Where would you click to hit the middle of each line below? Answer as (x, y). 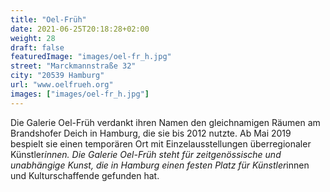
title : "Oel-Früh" (48, 19)
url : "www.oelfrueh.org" (62, 85)
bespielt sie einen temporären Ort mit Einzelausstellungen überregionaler (161, 143)
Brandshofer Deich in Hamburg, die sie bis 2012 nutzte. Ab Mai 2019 (151, 133)
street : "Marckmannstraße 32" (73, 66)
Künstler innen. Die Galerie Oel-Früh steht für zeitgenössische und (146, 154)
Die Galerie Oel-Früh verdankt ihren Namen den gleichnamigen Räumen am (165, 122)
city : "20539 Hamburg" (57, 76)
